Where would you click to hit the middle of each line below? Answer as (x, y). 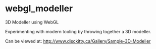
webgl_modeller (39, 9)
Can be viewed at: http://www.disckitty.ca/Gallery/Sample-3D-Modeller (78, 41)
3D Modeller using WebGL (32, 22)
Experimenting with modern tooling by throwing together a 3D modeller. (78, 31)
